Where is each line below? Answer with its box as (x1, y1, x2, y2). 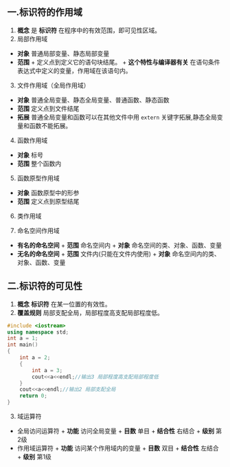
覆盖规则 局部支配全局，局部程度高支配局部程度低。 (16, 308, 163, 316)
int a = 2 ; (19, 354, 51, 361)
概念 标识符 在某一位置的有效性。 (16, 300, 111, 308)
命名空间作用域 (16, 226, 60, 235)
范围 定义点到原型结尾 (16, 197, 80, 205)
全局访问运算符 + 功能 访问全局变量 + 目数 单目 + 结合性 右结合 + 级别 (16, 427, 215, 435)
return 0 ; (19, 393, 48, 400)
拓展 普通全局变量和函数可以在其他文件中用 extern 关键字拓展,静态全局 (16, 113, 218, 121)
